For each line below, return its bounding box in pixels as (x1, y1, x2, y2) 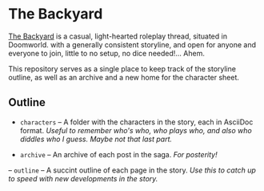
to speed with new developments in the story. (8, 173, 158, 183)
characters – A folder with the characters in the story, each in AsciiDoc (19, 117, 254, 127)
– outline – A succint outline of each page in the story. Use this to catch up (8, 165, 256, 175)
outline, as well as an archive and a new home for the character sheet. (8, 72, 240, 82)
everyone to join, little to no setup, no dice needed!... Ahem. (8, 48, 206, 58)
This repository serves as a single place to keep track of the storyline (8, 63, 236, 73)
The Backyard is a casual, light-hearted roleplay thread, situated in (8, 31, 228, 41)
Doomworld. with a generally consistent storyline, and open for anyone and (8, 39, 257, 49)
